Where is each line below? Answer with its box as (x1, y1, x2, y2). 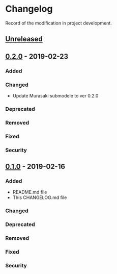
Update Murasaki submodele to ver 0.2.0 (12, 92, 99, 98)
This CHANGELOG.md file (12, 194, 67, 201)
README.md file (12, 189, 47, 195)
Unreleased (5, 35, 43, 43)
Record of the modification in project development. (5, 20, 112, 26)
